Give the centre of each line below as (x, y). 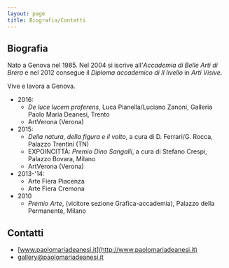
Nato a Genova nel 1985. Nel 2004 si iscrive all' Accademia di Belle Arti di (113, 65)
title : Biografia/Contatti (47, 20)
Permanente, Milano (57, 211)
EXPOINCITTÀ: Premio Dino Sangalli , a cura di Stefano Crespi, (118, 151)
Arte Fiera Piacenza (56, 181)
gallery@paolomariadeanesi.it (60, 257)
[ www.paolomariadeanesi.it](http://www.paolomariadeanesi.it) (107, 250)
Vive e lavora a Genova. (41, 86)
